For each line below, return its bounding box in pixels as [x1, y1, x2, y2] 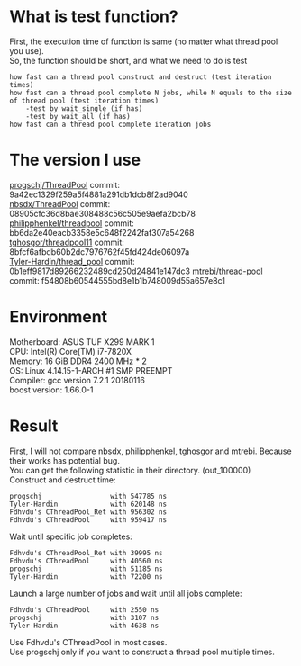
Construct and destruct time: [9, 474, 116, 485]
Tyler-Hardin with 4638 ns [9, 621, 160, 630]
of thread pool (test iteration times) [9, 96, 160, 105]
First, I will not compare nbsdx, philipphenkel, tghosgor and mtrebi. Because [9, 445, 292, 456]
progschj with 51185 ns [9, 564, 164, 573]
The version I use [9, 150, 141, 170]
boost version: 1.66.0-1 [9, 384, 94, 395]
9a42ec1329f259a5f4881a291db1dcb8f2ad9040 [9, 189, 189, 200]
